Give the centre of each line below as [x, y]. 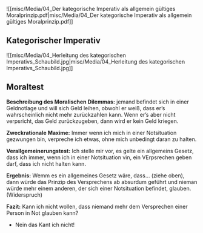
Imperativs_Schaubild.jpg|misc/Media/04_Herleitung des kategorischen [96, 61]
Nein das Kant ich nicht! [45, 225]
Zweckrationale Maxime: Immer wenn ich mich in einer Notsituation [92, 133]
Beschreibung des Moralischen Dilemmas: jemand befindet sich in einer [98, 102]
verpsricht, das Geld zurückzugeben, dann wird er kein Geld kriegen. [92, 121]
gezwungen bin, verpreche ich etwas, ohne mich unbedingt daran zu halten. [101, 139]
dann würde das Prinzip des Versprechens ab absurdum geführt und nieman [102, 182]
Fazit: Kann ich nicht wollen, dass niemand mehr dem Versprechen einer [97, 206]
